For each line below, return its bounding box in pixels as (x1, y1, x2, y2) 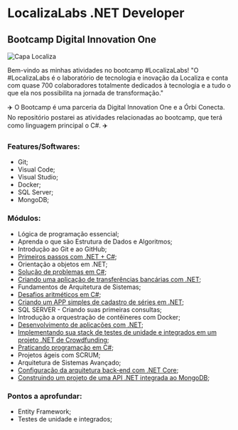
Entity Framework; (17, 407, 72, 416)
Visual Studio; (17, 173, 59, 182)
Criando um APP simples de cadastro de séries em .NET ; (17, 298, 185, 306)
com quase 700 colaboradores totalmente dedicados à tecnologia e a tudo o (7, 81, 231, 90)
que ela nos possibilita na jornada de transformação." (7, 89, 164, 97)
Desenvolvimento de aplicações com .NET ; (17, 320, 144, 329)
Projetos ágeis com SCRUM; (17, 350, 101, 359)
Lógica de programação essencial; (17, 229, 119, 238)
